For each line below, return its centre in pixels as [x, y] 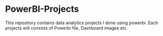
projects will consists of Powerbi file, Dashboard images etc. [67, 28]
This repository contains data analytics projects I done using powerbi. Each [82, 23]
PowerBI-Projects [42, 9]
